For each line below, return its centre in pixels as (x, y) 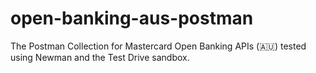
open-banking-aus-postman (132, 18)
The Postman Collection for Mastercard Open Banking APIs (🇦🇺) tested (158, 46)
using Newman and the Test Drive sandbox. (100, 57)
